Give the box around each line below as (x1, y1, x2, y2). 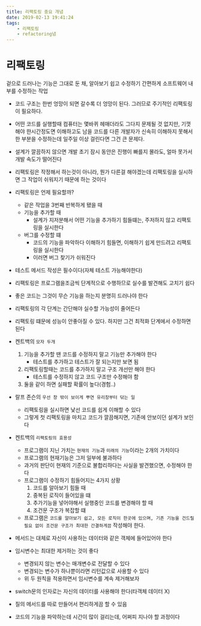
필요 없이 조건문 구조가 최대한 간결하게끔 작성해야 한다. (23, 522, 145, 529)
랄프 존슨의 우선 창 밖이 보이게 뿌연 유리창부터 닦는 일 (14, 394, 136, 401)
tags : (6, 20, 20, 26)
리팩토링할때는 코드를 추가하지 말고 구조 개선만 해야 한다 (23, 366, 156, 373)
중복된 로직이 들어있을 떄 (32, 492, 91, 499)
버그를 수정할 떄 (23, 232, 61, 239)
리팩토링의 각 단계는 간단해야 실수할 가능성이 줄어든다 (14, 305, 140, 312)
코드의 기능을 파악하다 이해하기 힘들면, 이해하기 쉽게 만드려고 (32, 239, 176, 246)
